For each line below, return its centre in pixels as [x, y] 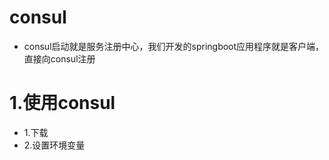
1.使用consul [62, 103]
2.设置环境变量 [54, 145]
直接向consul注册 [59, 58]
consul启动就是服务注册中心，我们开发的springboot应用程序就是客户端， [174, 46]
